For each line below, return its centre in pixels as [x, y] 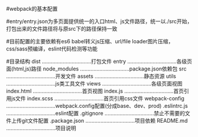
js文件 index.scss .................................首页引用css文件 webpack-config [98, 98]
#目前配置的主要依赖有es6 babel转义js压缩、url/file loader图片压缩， [90, 41]
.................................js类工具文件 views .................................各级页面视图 [94, 84]
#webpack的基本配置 [32, 9]
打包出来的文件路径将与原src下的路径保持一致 [62, 29]
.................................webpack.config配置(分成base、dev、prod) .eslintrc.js [97, 106]
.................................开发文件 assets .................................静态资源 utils [91, 76]
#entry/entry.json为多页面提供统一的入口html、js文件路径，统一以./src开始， [99, 21]
